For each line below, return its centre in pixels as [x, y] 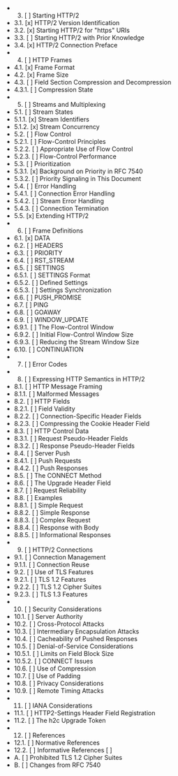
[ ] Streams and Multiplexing [65, 104]
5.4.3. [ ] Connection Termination [61, 208]
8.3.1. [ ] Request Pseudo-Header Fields [71, 438]
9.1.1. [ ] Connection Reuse [51, 564]
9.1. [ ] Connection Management [60, 557]
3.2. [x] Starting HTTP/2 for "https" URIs [72, 30]
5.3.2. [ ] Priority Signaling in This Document [77, 178]
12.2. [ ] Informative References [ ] [63, 750]
